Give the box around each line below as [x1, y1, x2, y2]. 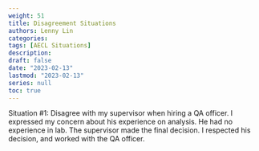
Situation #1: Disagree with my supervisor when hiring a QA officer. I [8, 108, 233, 118]
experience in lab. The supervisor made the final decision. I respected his [8, 125, 251, 135]
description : [8, 49, 52, 57]
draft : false [8, 57, 52, 65]
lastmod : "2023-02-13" [8, 71, 84, 80]
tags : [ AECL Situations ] [8, 42, 91, 50]
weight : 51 [8, 11, 45, 20]
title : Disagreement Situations [8, 19, 116, 27]
